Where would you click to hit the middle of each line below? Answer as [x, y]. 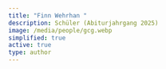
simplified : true [37, 38]
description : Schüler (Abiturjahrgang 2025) [83, 23]
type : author [30, 52]
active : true [30, 45]
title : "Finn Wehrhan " [48, 15]
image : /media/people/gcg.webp [60, 30]
